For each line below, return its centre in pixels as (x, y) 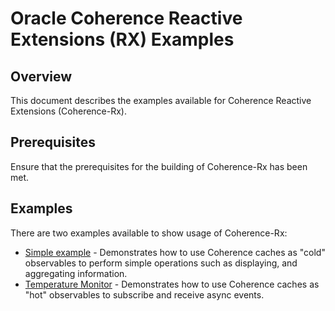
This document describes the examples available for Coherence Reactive (161, 100)
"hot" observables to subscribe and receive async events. (144, 294)
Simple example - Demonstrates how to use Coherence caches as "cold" (175, 252)
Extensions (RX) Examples (122, 39)
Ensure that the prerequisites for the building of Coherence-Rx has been (159, 166)
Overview (41, 76)
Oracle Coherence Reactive (126, 18)
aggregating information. (76, 273)
